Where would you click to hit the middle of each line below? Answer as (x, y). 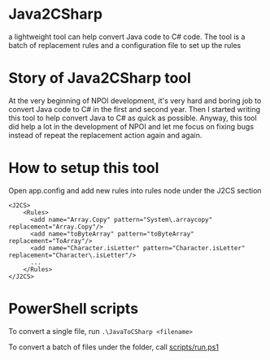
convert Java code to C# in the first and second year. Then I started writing (135, 109)
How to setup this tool (84, 168)
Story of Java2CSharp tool (100, 78)
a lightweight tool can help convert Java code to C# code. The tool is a (127, 37)
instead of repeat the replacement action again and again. (105, 135)
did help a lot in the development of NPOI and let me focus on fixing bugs (131, 126)
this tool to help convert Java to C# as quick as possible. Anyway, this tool (133, 118)
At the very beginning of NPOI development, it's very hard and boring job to (135, 100)
